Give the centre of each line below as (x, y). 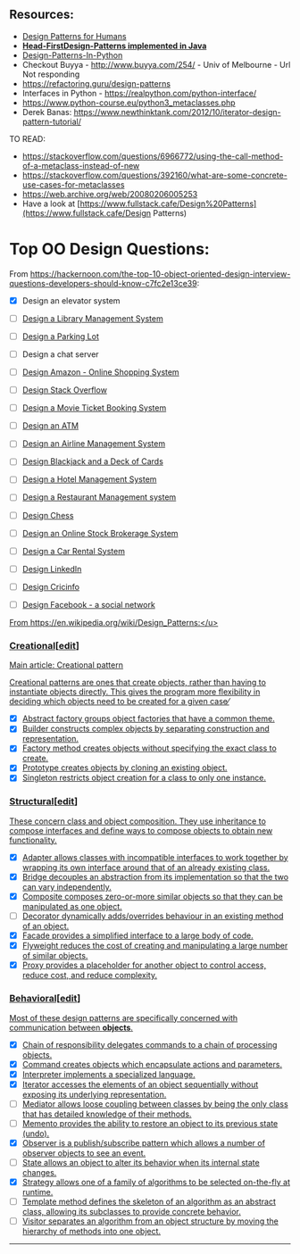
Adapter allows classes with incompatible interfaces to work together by (155, 857)
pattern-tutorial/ (52, 121)
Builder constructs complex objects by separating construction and (146, 729)
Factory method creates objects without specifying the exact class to (149, 748)
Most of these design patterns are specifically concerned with (124, 1017)
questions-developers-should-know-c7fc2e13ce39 (104, 283)
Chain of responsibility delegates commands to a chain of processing (150, 1044)
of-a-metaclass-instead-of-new (81, 165)
